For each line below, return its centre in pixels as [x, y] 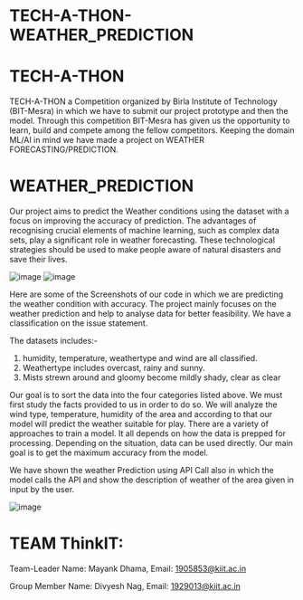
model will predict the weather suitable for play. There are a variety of [139, 424]
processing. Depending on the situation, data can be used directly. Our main [151, 443]
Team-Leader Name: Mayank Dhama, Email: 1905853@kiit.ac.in [128, 568]
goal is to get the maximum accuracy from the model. [109, 452]
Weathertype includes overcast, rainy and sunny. [114, 368]
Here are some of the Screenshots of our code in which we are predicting [147, 294]
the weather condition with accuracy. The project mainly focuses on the [143, 304]
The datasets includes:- [53, 341]
